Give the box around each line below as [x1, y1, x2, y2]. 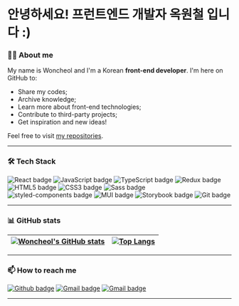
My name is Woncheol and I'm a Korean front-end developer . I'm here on [7, 66, 223, 75]
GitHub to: [7, 74, 38, 83]
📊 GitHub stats [7, 215, 61, 225]
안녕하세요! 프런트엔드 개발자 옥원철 [7, 6, 204, 23]
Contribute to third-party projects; [17, 110, 117, 119]
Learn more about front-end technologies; [17, 102, 142, 111]
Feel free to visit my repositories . [7, 132, 104, 140]
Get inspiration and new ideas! [17, 118, 107, 127]
